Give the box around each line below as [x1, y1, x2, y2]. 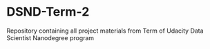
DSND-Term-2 [6, 4, 90, 20]
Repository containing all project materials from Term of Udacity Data [6, 27, 204, 35]
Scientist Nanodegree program [6, 33, 95, 42]
